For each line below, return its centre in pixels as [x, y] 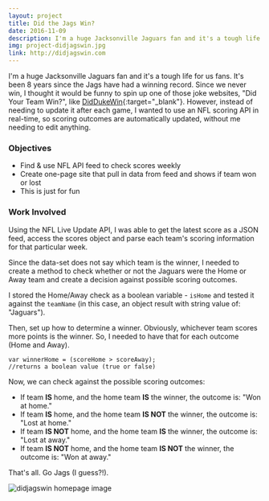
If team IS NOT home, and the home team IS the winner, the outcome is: [139, 431]
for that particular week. [48, 247]
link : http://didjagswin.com [57, 53]
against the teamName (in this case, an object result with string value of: [124, 303]
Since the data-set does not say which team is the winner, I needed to [124, 262]
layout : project [35, 16]
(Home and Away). [39, 345]
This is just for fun [50, 191]
